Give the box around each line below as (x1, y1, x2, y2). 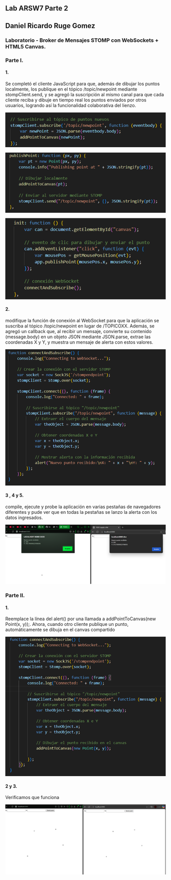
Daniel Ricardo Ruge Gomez (5, 21, 96, 30)
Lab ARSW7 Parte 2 (5, 4, 69, 13)
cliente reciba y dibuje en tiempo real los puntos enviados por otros (5, 97, 147, 103)
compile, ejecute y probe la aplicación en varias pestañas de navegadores (5, 504, 161, 510)
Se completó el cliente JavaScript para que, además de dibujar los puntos (5, 80, 160, 87)
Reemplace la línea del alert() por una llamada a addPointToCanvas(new (5, 616, 156, 622)
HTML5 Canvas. (5, 43, 46, 50)
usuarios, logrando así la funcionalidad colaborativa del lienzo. (5, 102, 136, 108)
